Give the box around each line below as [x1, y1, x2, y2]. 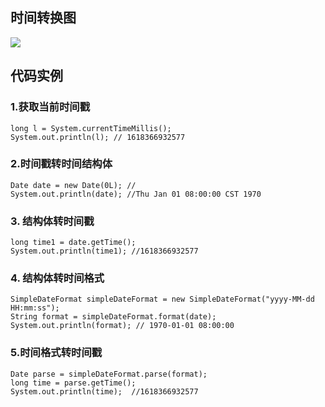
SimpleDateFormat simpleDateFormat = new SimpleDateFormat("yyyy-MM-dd [10, 294, 315, 305]
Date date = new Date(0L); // [10, 180, 137, 190]
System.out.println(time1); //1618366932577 [10, 246, 199, 257]
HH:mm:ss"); [10, 303, 60, 313]
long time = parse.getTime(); [10, 378, 137, 388]
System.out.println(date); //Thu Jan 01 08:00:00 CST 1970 [10, 189, 262, 199]
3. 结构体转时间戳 [10, 214, 95, 228]
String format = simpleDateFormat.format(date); [10, 312, 217, 322]
